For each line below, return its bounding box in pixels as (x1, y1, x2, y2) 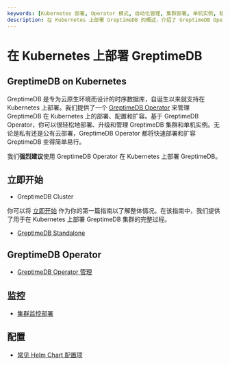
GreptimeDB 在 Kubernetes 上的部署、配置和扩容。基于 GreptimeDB (7, 112, 199, 120)
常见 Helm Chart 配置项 (16, 351, 84, 359)
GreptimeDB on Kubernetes (7, 76, 127, 88)
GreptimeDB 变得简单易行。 (7, 138, 86, 146)
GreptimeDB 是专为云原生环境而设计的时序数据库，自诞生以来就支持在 (7, 95, 205, 103)
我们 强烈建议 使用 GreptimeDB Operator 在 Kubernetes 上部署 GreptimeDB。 (7, 152, 221, 160)
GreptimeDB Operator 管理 (16, 268, 92, 276)
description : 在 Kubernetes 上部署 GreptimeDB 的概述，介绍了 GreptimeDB (7, 16, 211, 23)
